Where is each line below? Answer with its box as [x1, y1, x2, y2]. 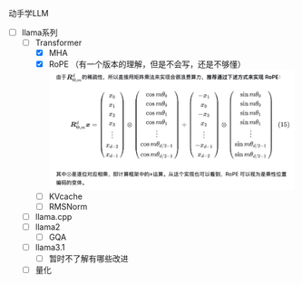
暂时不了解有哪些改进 [48, 252, 129, 264]
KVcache [48, 191, 83, 202]
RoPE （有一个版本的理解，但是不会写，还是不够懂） [48, 59, 246, 70]
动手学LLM [8, 8, 49, 18]
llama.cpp [34, 211, 73, 222]
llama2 [34, 221, 61, 232]
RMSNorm [48, 201, 88, 212]
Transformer [34, 37, 83, 48]
